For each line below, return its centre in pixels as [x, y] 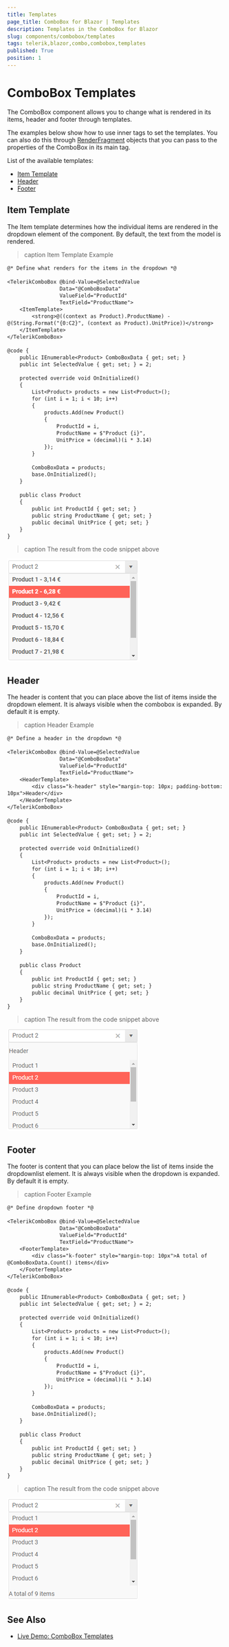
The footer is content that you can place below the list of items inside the [110, 1166]
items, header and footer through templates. [70, 119]
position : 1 [24, 58]
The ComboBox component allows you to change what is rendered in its [109, 112]
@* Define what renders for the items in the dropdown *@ [92, 268]
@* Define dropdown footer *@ [51, 1208]
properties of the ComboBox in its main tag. [69, 147]
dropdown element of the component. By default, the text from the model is [114, 234]
